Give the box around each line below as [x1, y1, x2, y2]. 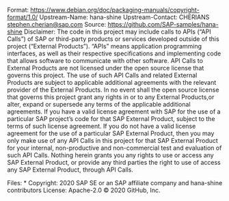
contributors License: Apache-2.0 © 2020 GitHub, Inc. [7, 186, 161, 194]
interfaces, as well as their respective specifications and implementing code [7, 49, 221, 57]
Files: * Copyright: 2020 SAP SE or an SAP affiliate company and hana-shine [7, 179, 223, 187]
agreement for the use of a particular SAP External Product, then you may [7, 129, 215, 137]
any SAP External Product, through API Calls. [7, 165, 133, 174]
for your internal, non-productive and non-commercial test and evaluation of [7, 144, 222, 152]
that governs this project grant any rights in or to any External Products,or [7, 93, 215, 101]
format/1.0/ [7, 13, 38, 21]
